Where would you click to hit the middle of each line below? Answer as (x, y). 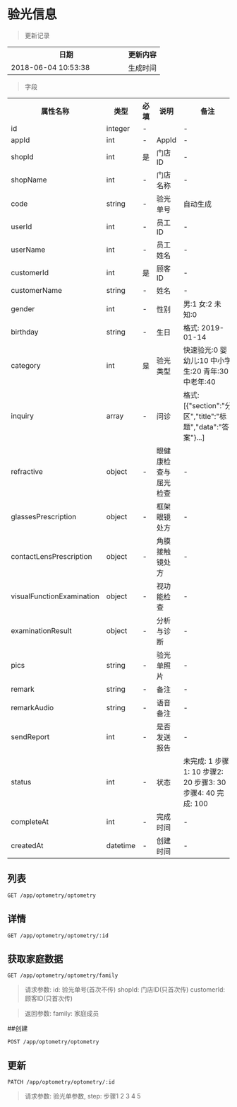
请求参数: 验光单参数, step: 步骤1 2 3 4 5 (83, 1096)
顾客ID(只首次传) (48, 999)
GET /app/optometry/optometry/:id (58, 935)
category (26, 365)
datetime (121, 845)
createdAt (27, 845)
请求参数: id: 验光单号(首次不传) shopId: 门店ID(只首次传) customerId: (125, 990)
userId (22, 226)
